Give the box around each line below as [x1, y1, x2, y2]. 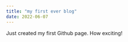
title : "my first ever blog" [6, 8, 77, 14]
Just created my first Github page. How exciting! [6, 29, 123, 36]
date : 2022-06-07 [6, 14, 49, 20]
